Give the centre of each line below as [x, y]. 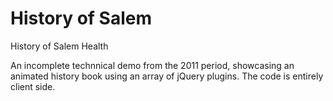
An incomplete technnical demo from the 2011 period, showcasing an [152, 65]
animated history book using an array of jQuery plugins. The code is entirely [167, 76]
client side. [33, 86]
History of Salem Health [59, 46]
